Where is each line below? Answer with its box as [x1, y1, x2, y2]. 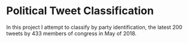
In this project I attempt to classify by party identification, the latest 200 [6, 24, 183, 31]
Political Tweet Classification [6, 4, 154, 18]
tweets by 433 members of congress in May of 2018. [6, 29, 137, 37]
